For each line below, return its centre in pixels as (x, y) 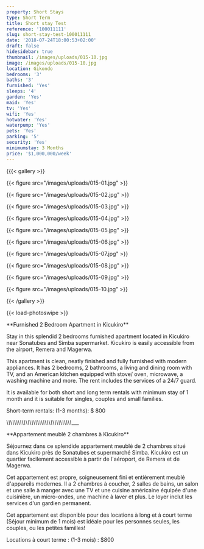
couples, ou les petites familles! (46, 528)
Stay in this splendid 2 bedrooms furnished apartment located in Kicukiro (98, 336)
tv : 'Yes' (19, 108)
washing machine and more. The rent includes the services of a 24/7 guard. (101, 380)
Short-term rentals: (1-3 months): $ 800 (56, 410)
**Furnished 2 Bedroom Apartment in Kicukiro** (68, 324)
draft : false (23, 46)
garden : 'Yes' (24, 97)
